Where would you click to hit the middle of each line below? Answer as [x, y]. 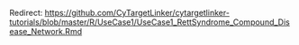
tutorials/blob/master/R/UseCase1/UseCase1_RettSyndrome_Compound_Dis [149, 22]
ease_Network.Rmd [46, 31]
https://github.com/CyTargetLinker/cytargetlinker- [137, 13]
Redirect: [26, 13]
